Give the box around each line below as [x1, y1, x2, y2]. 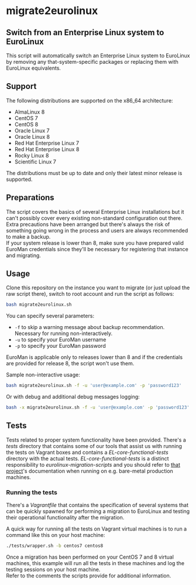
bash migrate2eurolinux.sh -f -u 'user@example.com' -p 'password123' [6, 382, 182, 389]
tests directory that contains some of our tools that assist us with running [6, 442, 183, 449]
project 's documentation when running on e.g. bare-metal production [6, 467, 174, 474]
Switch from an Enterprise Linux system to [6, 28, 164, 37]
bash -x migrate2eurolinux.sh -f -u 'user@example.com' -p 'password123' [6, 405, 190, 410]
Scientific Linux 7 [14, 158, 57, 165]
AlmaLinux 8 [14, 108, 45, 115]
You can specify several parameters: [6, 312, 95, 320]
